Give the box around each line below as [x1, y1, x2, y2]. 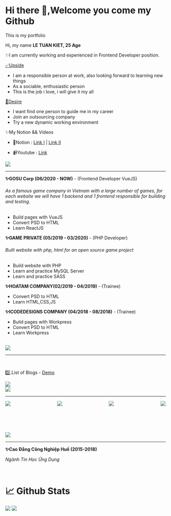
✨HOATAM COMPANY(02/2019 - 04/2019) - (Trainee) [5, 283, 121, 289]
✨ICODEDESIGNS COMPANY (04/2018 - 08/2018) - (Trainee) [5, 309, 136, 315]
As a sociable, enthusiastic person [12, 83, 85, 89]
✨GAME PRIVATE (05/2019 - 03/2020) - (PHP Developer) [5, 235, 128, 241]
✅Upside [5, 62, 24, 68]
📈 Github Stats [5, 485, 70, 497]
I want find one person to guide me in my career [12, 108, 113, 114]
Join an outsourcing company [12, 114, 75, 120]
